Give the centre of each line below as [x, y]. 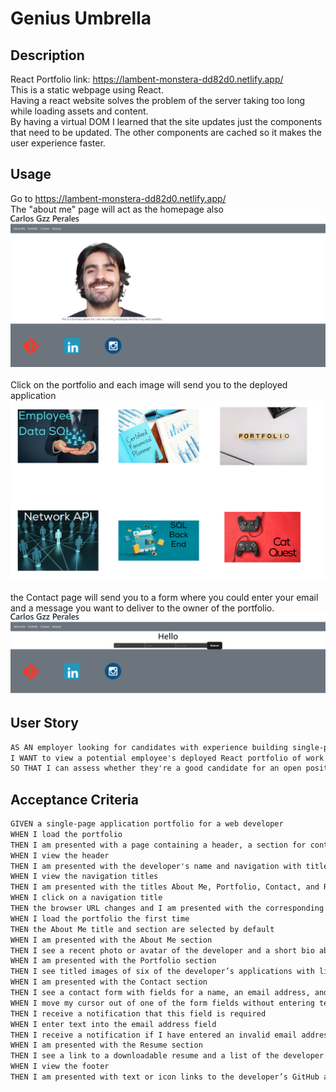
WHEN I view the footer [60, 1067]
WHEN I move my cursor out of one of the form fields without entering [162, 1003]
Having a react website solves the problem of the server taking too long [158, 100]
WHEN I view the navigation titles [84, 877]
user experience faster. [58, 143]
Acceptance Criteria [74, 799]
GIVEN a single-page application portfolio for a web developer [147, 824]
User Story [44, 723]
